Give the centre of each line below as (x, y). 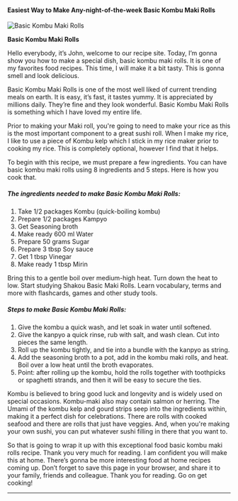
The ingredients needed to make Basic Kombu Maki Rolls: (94, 193)
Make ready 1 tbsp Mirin (53, 264)
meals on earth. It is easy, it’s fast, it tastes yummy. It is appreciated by (110, 97)
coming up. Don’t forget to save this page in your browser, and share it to (114, 468)
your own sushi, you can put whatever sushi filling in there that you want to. (118, 431)
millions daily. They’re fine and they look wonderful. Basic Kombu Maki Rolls (118, 105)
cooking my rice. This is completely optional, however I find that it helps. (113, 148)
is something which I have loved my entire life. (75, 112)
